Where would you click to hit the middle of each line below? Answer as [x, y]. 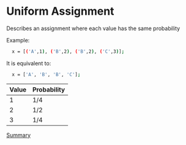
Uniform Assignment [60, 11]
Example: [18, 40]
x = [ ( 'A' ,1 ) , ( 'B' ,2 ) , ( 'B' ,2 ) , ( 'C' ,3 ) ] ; [68, 51]
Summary [19, 135]
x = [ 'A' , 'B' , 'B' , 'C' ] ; [46, 74]
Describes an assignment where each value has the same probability [93, 28]
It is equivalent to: [29, 63]
